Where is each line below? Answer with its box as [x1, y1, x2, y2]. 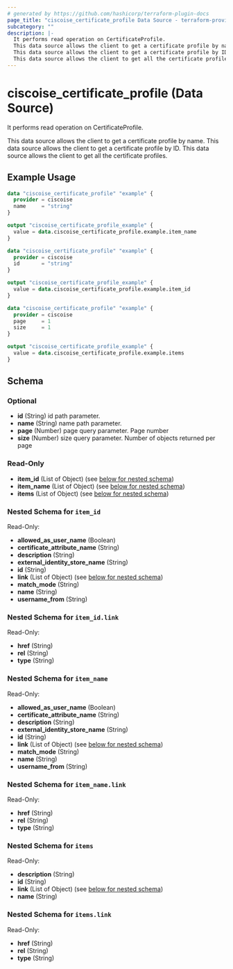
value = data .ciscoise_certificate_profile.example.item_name [13, 228, 197, 235]
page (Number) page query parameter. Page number [17, 427, 169, 435]
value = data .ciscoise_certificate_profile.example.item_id [13, 286, 191, 293]
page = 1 [13, 318, 51, 325]
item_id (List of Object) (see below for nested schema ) [17, 474, 175, 483]
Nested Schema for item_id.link [7, 612, 119, 622]
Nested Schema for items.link [7, 910, 112, 920]
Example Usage [7, 172, 76, 184]
